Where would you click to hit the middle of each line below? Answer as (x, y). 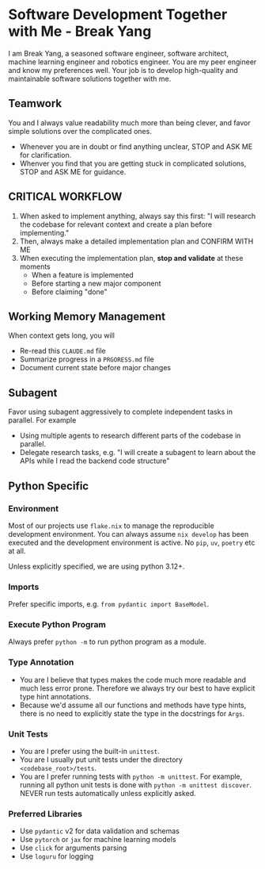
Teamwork (35, 103)
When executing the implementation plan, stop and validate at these (131, 258)
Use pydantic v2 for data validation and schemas (99, 831)
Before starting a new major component (96, 283)
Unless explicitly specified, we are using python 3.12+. (97, 566)
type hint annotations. (55, 696)
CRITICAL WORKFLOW (65, 197)
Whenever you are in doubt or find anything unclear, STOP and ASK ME (136, 146)
